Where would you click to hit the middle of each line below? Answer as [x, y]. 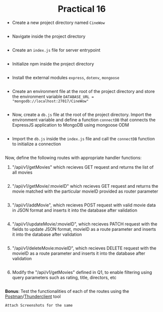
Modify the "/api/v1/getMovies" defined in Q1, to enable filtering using [82, 272]
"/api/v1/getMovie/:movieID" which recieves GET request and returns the [85, 186]
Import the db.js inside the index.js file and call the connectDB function [83, 138]
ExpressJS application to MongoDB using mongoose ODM [71, 125]
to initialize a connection [36, 144]
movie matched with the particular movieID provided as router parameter [85, 191]
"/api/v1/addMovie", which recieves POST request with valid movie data [84, 205]
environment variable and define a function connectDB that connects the [84, 120]
